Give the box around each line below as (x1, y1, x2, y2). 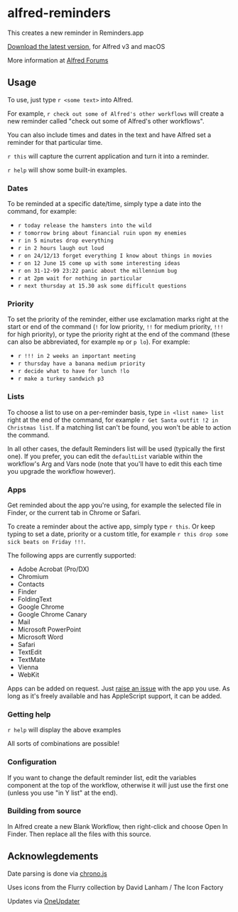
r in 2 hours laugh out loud (17, 245, 104, 252)
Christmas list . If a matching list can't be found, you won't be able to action (7, 423, 232, 431)
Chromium (17, 572, 48, 580)
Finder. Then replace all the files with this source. (7, 830, 151, 838)
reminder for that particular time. (7, 138, 103, 146)
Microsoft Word (17, 632, 64, 641)
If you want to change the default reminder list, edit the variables (7, 773, 197, 782)
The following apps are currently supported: (7, 550, 136, 559)
